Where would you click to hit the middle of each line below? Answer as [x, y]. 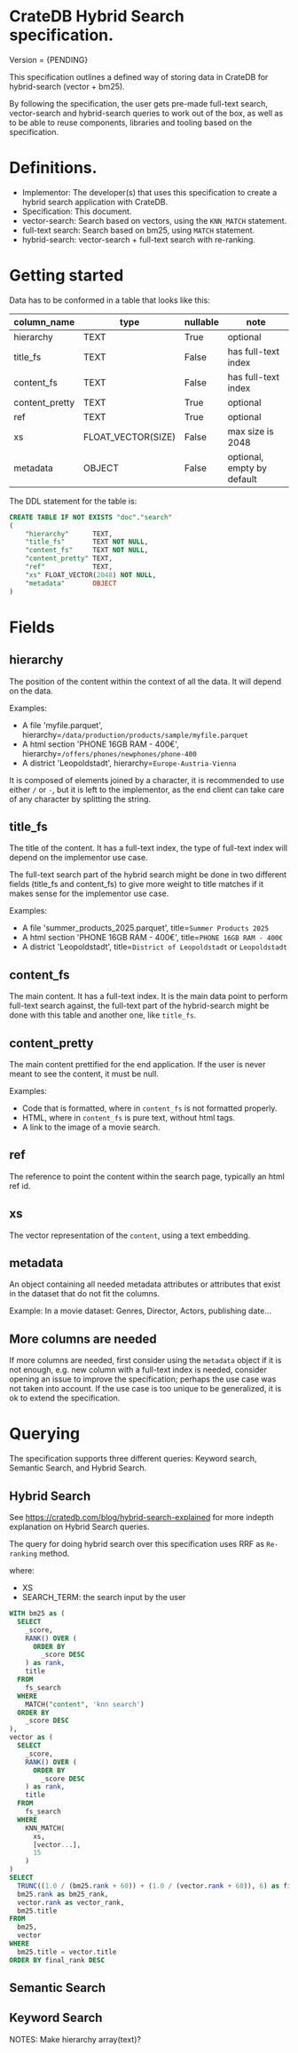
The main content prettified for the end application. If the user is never [137, 1064]
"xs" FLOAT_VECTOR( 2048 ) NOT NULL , [91, 575]
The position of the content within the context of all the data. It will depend [145, 681]
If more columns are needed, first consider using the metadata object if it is [145, 1360]
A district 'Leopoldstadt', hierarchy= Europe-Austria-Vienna [129, 763]
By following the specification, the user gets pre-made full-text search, [139, 103]
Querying [45, 1434]
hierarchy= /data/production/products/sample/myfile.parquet [135, 734]
